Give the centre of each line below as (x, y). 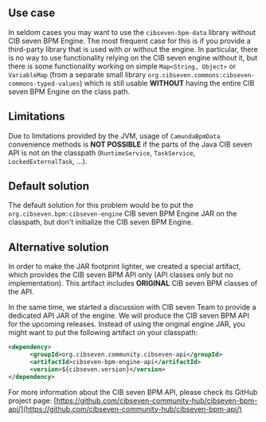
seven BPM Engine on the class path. (69, 92)
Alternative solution (59, 247)
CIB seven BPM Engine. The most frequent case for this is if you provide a (129, 41)
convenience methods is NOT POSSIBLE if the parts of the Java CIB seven (130, 144)
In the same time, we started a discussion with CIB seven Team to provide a (132, 307)
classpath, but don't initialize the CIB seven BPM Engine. (101, 222)
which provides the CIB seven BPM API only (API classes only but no (121, 275)
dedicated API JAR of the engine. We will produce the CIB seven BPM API (129, 316)
